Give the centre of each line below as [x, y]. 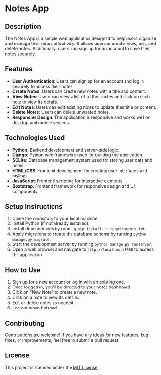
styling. [19, 176]
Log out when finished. [35, 308]
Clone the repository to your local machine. [55, 219]
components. [25, 191]
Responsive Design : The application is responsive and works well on [81, 117]
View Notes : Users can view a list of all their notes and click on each [81, 96]
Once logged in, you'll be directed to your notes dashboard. [72, 287]
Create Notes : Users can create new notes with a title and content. [79, 91]
